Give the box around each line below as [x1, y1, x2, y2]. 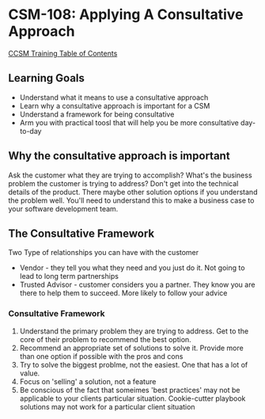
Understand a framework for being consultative [19, 109, 175, 119]
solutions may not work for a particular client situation [19, 402, 195, 411]
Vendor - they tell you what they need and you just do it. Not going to [19, 263, 245, 272]
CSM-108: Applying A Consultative [8, 6, 244, 24]
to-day [19, 126, 42, 135]
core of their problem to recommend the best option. [19, 334, 191, 344]
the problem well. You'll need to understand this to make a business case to [8, 196, 255, 205]
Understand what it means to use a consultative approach [19, 93, 209, 102]
